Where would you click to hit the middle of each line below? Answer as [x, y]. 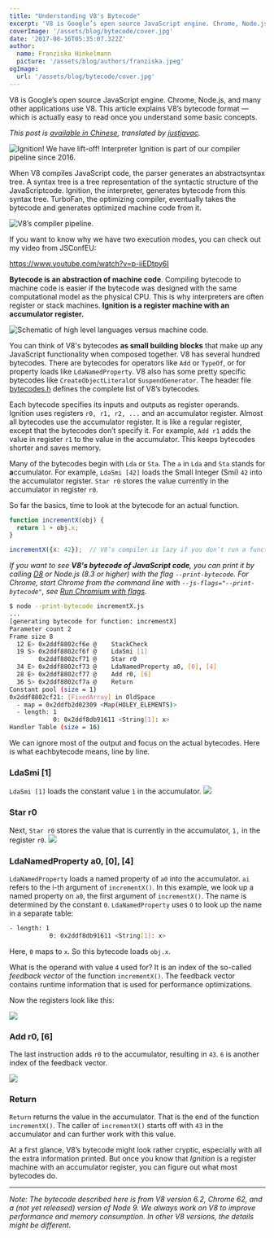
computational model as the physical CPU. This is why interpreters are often [137, 296]
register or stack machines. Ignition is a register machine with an [120, 305]
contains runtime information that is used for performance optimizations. [131, 984]
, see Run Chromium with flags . [94, 592]
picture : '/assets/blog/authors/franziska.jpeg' [100, 62]
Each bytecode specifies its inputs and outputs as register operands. [124, 405]
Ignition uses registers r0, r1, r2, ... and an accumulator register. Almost [136, 413]
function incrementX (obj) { [57, 520]
